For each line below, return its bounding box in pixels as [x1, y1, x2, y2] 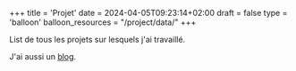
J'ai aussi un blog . [9, 51, 77, 61]
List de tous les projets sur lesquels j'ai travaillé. [9, 35, 186, 44]
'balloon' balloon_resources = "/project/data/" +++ [9, 17, 197, 28]
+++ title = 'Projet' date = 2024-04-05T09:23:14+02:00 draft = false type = [9, 8, 288, 18]
